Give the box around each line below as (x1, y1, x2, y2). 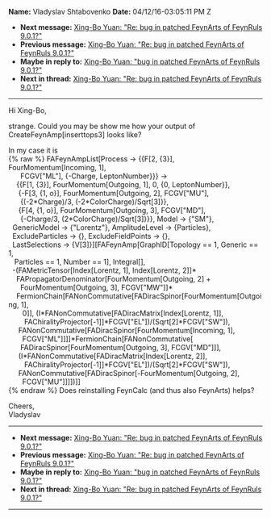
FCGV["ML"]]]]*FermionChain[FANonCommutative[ (22, 334, 194, 344)
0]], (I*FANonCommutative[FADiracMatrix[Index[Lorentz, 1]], (22, 308, 224, 318)
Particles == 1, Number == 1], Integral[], (14, 257, 146, 266)
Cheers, (8, 401, 35, 411)
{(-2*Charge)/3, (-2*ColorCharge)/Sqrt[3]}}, (19, 197, 169, 207)
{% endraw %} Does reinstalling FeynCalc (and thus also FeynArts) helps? (8, 386, 255, 395)
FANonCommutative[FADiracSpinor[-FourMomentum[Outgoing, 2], (18, 369, 240, 378)
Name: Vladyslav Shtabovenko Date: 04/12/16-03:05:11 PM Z (8, 7, 211, 16)
